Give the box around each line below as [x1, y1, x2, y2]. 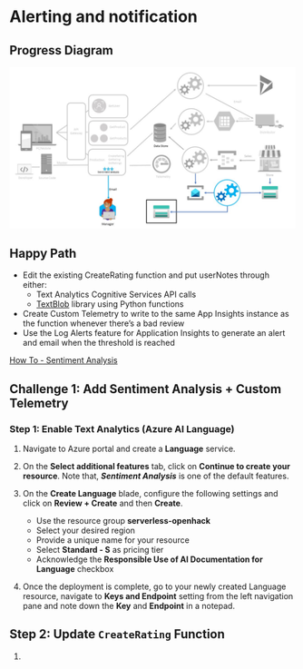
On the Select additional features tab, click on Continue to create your [22, 461, 290, 471]
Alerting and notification [9, 6, 198, 27]
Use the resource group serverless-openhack [35, 516, 211, 526]
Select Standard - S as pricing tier [35, 545, 164, 555]
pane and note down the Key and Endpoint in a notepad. [22, 601, 236, 611]
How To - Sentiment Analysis [9, 355, 118, 366]
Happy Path [9, 245, 77, 261]
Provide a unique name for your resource [35, 535, 191, 546]
